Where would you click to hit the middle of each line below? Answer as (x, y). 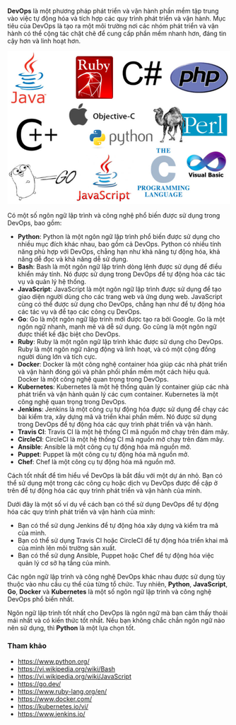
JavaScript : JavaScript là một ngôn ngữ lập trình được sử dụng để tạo (119, 289)
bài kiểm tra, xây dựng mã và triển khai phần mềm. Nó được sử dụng (117, 416)
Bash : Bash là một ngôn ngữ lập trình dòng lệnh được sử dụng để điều (120, 266)
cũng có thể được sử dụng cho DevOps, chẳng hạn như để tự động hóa (121, 304)
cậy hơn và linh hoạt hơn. (44, 41)
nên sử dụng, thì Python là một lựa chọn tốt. (71, 627)
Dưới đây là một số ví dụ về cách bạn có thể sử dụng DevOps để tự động (113, 504)
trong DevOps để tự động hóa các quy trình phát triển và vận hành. (115, 424)
